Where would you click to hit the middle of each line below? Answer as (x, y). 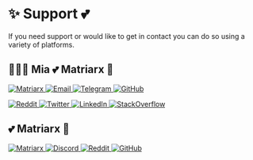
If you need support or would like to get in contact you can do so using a (127, 36)
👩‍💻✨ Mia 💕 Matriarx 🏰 (61, 69)
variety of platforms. (42, 44)
